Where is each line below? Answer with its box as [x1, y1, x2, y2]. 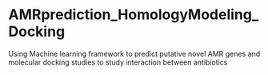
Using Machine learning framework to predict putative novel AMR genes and [8, 49, 261, 58]
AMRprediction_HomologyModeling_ [8, 6, 259, 24]
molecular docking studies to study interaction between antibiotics [8, 57, 228, 67]
